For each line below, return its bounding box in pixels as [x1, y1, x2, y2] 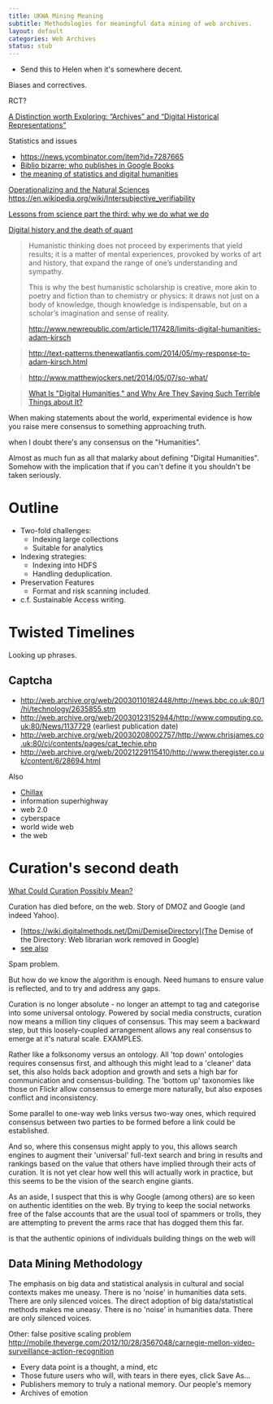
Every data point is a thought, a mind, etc [19, 1362, 158, 1371]
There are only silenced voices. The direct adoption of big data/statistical [8, 1296, 253, 1306]
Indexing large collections [32, 534, 119, 545]
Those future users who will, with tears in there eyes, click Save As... [19, 1371, 251, 1380]
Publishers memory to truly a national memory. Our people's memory [19, 1379, 252, 1389]
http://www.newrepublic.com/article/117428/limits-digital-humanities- [28, 324, 262, 334]
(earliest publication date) [93, 721, 179, 731]
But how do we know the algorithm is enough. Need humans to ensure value [8, 975, 264, 985]
